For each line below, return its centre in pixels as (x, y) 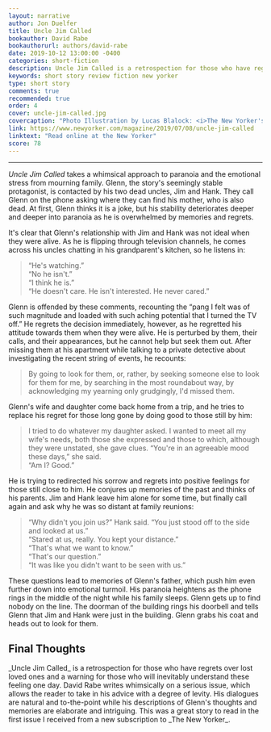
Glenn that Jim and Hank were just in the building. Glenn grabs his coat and (133, 615)
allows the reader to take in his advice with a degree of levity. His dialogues (134, 694)
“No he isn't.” (50, 274)
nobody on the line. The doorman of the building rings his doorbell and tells (133, 606)
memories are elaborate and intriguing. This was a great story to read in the (134, 711)
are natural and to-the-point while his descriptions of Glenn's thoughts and (133, 702)
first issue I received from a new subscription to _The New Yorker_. (119, 720)
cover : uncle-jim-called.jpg (57, 114)
